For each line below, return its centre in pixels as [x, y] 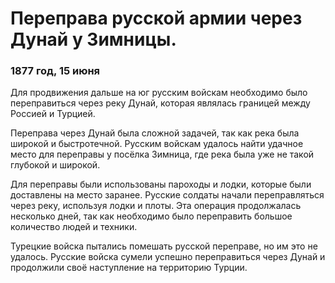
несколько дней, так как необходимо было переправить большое [151, 216]
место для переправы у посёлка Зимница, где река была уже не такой [162, 154]
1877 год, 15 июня [55, 71]
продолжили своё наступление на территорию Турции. [129, 268]
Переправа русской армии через [156, 18]
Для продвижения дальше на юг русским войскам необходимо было [159, 93]
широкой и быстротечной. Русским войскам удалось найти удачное [157, 144]
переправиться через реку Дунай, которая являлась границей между [160, 103]
